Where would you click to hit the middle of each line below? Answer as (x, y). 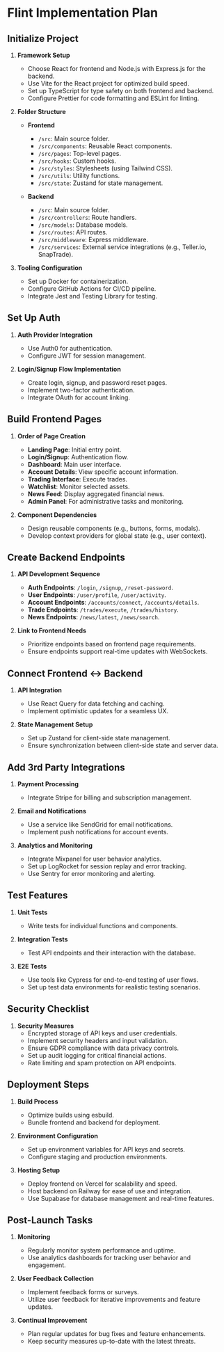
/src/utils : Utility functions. (79, 176)
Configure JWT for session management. (87, 356)
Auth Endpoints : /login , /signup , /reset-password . (101, 588)
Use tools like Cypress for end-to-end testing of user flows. (113, 980)
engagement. (47, 1265)
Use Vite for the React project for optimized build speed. (109, 83)
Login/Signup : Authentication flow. (78, 456)
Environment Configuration (58, 1136)
